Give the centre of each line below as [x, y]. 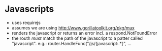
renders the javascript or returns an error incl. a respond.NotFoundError [84, 33]
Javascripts [29, 9]
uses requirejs [26, 23]
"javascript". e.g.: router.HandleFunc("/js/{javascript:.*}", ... [71, 43]
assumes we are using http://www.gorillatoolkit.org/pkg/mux [73, 27]
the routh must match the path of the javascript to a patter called [77, 38]
